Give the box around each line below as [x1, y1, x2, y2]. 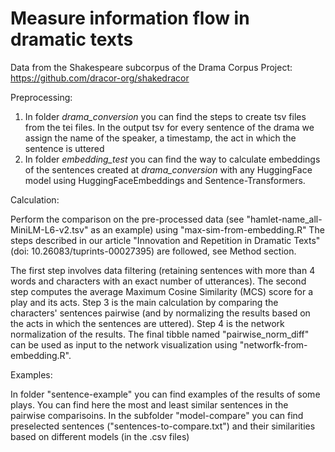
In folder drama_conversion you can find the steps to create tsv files [24, 110, 307, 122]
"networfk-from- [239, 338, 308, 351]
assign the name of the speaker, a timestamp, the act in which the [24, 132, 297, 144]
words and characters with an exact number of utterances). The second [10, 275, 307, 287]
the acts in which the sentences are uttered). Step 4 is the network [10, 317, 285, 329]
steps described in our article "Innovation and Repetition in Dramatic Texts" [10, 234, 321, 246]
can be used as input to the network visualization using [10, 338, 238, 351]
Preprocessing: [10, 91, 73, 103]
